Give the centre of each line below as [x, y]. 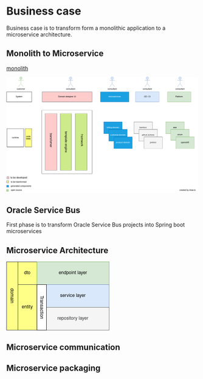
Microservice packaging [53, 368]
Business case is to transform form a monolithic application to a [86, 28]
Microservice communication [63, 347]
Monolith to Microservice [55, 54]
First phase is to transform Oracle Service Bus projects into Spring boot [96, 225]
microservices [24, 231]
